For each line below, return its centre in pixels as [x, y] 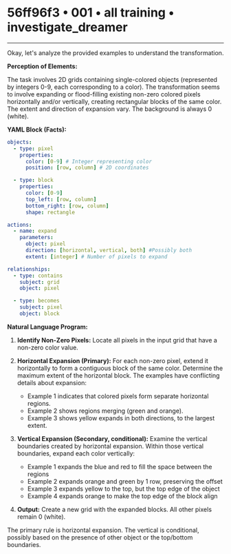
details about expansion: [52, 382]
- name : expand [35, 231]
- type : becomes [36, 301]
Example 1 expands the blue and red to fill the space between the [120, 466]
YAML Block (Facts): [37, 130]
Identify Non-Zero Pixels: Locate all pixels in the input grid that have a [117, 340]
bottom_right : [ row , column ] [67, 206]
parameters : [36, 238]
